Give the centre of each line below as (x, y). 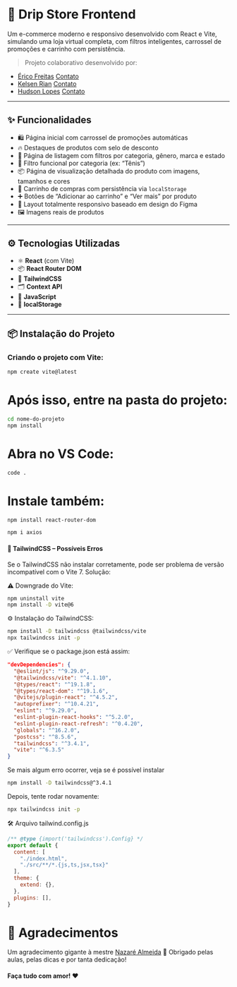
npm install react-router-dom (52, 520)
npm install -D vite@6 (41, 605)
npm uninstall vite (36, 598)
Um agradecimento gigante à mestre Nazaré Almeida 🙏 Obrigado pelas (110, 952)
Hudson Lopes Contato (51, 91)
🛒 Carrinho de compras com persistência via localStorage (102, 188)
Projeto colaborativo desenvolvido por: (81, 62)
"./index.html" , (44, 859)
